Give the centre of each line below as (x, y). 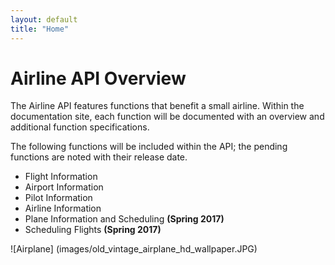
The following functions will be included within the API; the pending (149, 147)
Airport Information (64, 187)
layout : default (44, 19)
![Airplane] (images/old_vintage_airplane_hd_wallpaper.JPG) (134, 249)
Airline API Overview (98, 78)
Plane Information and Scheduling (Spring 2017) (124, 219)
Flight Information (61, 177)
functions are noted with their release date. (99, 157)
